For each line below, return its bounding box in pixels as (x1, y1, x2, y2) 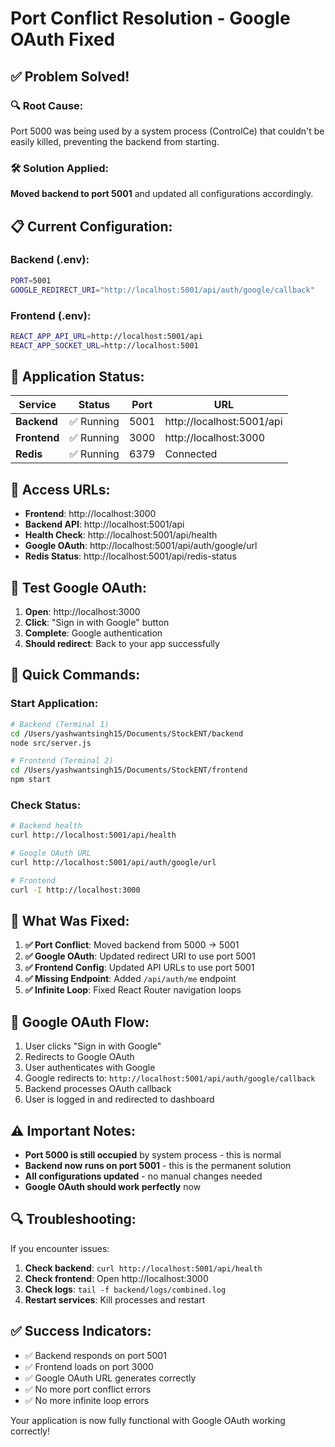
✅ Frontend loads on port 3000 (24, 1360, 154, 1372)
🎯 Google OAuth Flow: (10, 1013, 150, 1031)
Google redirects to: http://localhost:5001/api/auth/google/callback (24, 1072, 316, 1084)
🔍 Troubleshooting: (10, 1211, 137, 1228)
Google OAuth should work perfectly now (24, 1181, 202, 1193)
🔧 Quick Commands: (10, 667, 141, 684)
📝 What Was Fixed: (10, 912, 130, 929)
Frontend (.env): (10, 308, 92, 322)
